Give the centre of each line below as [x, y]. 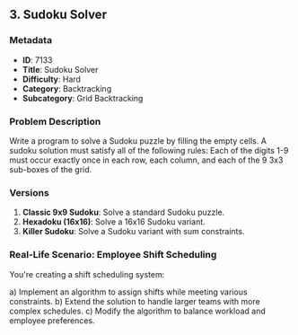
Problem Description [55, 121]
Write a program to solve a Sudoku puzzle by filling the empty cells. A [138, 141]
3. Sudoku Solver [58, 15]
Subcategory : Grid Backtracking [83, 98]
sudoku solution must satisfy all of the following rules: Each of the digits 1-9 [149, 150]
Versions [29, 192]
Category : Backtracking [67, 88]
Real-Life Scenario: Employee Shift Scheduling [113, 255]
